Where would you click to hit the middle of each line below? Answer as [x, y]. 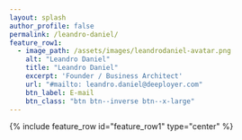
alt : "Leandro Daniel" [68, 59]
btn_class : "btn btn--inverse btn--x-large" [110, 101]
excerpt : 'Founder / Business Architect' [104, 76]
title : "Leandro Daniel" [72, 68]
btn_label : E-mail [60, 92]
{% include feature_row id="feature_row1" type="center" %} [121, 127]
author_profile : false [52, 26]
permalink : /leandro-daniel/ [64, 34]
